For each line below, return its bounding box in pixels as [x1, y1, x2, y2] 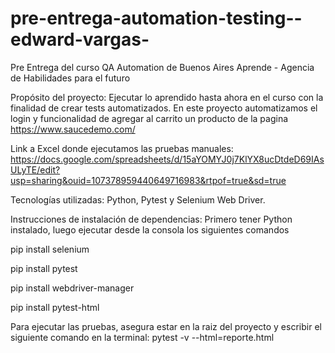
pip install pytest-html [10, 301, 100, 313]
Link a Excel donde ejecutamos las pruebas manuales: [10, 142, 234, 154]
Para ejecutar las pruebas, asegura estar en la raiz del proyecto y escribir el [10, 320, 322, 332]
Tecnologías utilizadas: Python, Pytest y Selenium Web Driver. [10, 193, 266, 206]
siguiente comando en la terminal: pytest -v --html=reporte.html [10, 331, 275, 343]
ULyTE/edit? [10, 163, 61, 176]
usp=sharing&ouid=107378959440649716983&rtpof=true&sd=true [10, 174, 287, 186]
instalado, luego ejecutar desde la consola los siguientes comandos [10, 223, 290, 236]
